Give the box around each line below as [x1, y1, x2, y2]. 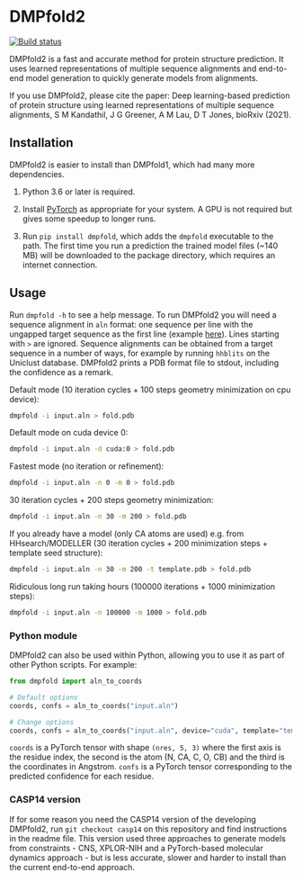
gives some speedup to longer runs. [22, 213, 156, 224]
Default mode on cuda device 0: [9, 427, 129, 438]
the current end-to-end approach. [9, 861, 136, 872]
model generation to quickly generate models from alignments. [25, 72, 259, 83]
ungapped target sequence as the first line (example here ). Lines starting [9, 328, 280, 339]
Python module [9, 629, 78, 642]
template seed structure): [9, 547, 103, 559]
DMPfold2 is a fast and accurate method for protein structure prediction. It [9, 53, 285, 64]
